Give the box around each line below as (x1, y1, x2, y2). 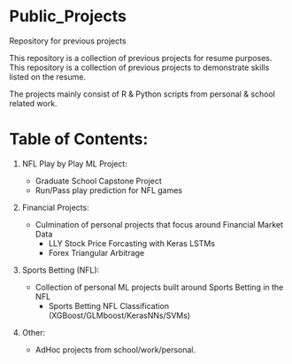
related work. (9, 97, 58, 108)
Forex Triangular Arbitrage (48, 247, 145, 258)
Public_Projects (9, 6, 127, 27)
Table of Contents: (9, 129, 149, 150)
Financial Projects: (21, 202, 90, 213)
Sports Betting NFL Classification (48, 300, 170, 311)
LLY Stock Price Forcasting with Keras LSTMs (48, 237, 215, 249)
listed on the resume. (9, 71, 87, 81)
